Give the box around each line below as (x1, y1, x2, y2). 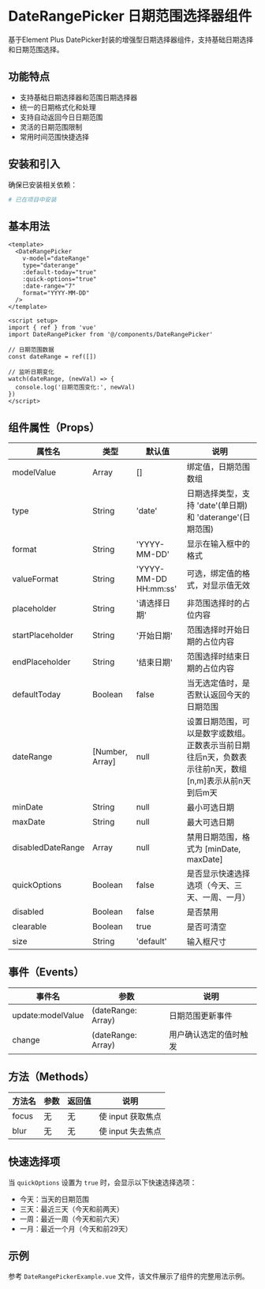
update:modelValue (12, 1009, 84, 1020)
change (12, 1034, 41, 1045)
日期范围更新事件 (169, 1010, 233, 1021)
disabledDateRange (12, 842, 85, 853)
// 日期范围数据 (8, 346, 54, 354)
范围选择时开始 (186, 625, 243, 636)
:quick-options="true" (22, 276, 97, 284)
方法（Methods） (8, 1070, 95, 1084)
